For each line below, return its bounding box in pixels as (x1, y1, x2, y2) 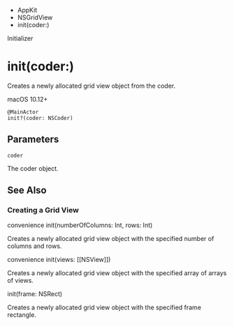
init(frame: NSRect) (7, 290, 63, 298)
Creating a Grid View (7, 205, 79, 215)
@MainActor (7, 108, 39, 116)
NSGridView (17, 13, 53, 22)
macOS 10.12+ (7, 95, 48, 103)
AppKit (17, 6, 38, 14)
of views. (7, 277, 34, 285)
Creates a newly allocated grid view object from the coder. (7, 81, 176, 90)
